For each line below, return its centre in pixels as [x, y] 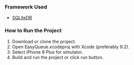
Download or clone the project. [44, 41]
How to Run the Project [33, 31]
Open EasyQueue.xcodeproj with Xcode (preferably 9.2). [71, 47]
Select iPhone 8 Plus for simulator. [47, 52]
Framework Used [26, 7]
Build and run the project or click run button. [58, 57]
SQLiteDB [22, 18]
